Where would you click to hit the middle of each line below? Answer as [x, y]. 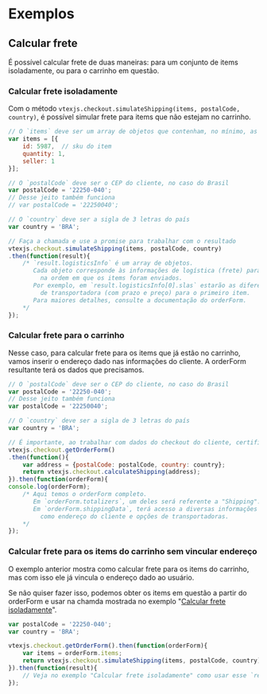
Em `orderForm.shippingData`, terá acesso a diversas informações [145, 509]
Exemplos [42, 14]
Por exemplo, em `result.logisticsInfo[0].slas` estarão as [135, 286]
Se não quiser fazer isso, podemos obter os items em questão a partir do [128, 592]
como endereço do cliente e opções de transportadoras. [134, 516]
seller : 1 [39, 161]
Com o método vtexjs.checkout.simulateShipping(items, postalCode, [124, 109]
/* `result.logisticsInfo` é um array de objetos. [108, 263]
